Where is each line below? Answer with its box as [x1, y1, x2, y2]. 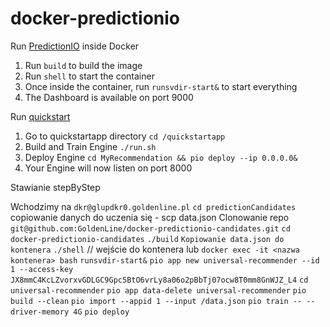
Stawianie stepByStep [10, 181, 101, 193]
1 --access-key [10, 264, 74, 274]
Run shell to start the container [24, 70, 155, 82]
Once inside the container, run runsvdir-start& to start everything [24, 80, 298, 92]
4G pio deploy [73, 307, 130, 317]
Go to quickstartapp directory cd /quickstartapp [24, 130, 226, 142]
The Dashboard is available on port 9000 [24, 91, 194, 103]
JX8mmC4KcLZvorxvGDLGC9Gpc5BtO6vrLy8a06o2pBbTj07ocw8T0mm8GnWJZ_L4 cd [10, 275, 309, 285]
